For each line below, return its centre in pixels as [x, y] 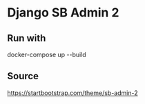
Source [23, 76]
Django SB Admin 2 [63, 13]
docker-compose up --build [47, 54]
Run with [27, 38]
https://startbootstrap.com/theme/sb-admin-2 [72, 93]
